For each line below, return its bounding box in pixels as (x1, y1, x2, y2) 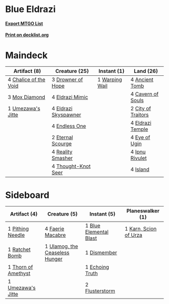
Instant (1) (99, 68, 125, 75)
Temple (130, 126, 148, 133)
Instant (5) (90, 211, 116, 218)
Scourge (51, 140, 72, 147)
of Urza (124, 232, 142, 239)
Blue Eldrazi (5, 4, 56, 15)
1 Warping (97, 76, 122, 83)
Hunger (44, 255, 63, 262)
